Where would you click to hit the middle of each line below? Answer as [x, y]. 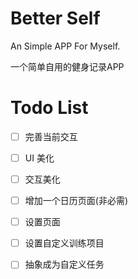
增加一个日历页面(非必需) [76, 201]
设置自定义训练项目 [64, 243]
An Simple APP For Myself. [65, 46]
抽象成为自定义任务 [64, 264]
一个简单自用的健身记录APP [67, 66]
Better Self [55, 18]
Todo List [49, 108]
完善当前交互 [51, 136]
